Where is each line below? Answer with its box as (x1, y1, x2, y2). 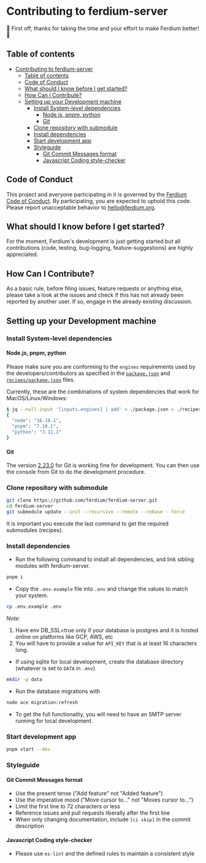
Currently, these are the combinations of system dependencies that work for (6, 388, 199, 395)
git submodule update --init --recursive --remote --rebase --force (6, 509, 185, 515)
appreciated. (6, 250, 39, 258)
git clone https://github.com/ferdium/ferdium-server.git (6, 497, 158, 504)
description (15, 822, 44, 830)
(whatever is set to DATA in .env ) (15, 665, 96, 672)
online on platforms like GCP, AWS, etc (15, 633, 113, 641)
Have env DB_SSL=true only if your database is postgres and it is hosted (15, 627, 199, 634)
